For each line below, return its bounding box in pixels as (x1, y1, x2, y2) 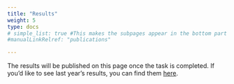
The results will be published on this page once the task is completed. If (7, 62, 215, 70)
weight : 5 (7, 17, 36, 24)
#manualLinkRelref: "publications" (7, 36, 111, 43)
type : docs (7, 23, 39, 30)
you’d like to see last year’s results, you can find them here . (7, 69, 179, 78)
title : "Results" (7, 10, 58, 17)
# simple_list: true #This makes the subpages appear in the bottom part (7, 29, 228, 37)
